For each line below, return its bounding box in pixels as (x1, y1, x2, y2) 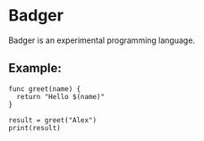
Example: (8, 61, 62, 76)
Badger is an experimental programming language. (8, 35, 196, 46)
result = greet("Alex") (8, 115, 98, 125)
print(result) (8, 123, 62, 132)
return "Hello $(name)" (16, 92, 105, 101)
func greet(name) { (8, 84, 81, 94)
